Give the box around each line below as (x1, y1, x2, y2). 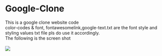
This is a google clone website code (5, 19, 79, 25)
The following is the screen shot (5, 35, 71, 41)
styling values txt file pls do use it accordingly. (5, 30, 100, 36)
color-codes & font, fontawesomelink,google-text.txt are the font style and (5, 24, 158, 30)
